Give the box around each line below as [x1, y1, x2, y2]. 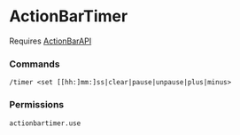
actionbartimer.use [9, 118, 81, 128]
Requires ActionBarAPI [9, 36, 92, 46]
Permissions [9, 99, 65, 111]
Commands [9, 58, 60, 70]
